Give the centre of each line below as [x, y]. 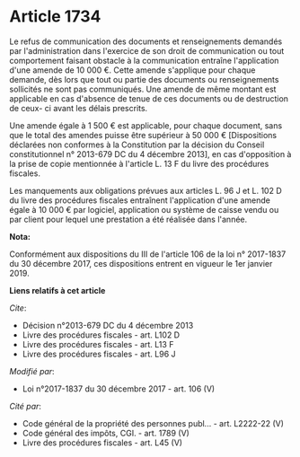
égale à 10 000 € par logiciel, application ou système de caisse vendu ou [144, 209]
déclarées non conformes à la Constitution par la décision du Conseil [137, 145]
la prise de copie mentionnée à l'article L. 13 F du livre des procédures [139, 163]
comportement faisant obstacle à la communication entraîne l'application [144, 60]
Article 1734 [55, 17]
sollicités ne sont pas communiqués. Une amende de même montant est [143, 89]
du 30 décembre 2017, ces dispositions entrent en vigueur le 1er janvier [141, 263]
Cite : [18, 308]
